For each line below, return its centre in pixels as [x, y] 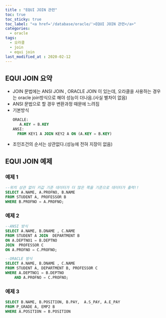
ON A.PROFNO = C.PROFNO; [31, 250]
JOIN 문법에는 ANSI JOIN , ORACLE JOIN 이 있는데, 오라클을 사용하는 [82, 92]
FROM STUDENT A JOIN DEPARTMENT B [43, 235]
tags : [11, 38]
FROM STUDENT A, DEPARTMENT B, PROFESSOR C [52, 268]
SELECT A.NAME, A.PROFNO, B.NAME [40, 192]
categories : [18, 29]
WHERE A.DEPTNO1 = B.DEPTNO [35, 273]
